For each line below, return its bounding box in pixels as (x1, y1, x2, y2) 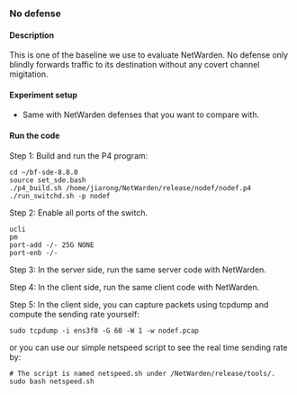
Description (9, 30, 55, 41)
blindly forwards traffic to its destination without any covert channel (9, 60, 260, 70)
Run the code (9, 130, 60, 141)
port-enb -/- (9, 248, 58, 257)
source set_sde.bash (9, 175, 87, 185)
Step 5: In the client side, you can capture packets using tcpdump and (9, 299, 269, 309)
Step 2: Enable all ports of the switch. (9, 207, 148, 218)
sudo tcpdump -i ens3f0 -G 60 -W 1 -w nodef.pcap (9, 326, 200, 335)
